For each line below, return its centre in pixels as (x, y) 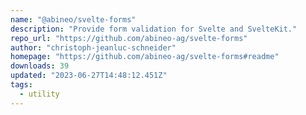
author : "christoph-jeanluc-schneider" (93, 47)
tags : (21, 85)
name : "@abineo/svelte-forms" (73, 19)
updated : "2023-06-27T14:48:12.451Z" (89, 76)
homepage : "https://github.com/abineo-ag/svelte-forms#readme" (145, 57)
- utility (39, 94)
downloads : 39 (40, 66)
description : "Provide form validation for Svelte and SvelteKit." (154, 29)
